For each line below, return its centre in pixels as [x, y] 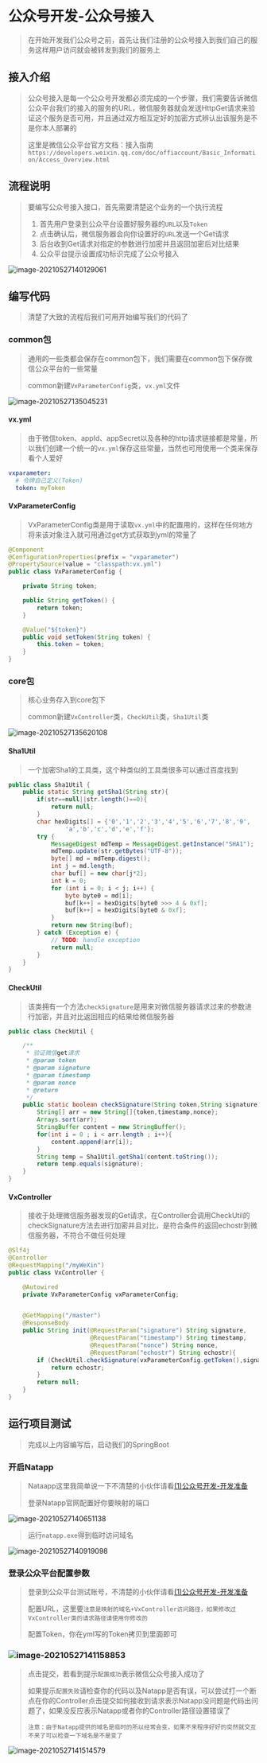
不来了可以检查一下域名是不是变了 [75, 1735]
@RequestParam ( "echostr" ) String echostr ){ [163, 1352]
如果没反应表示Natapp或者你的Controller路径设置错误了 [139, 1710]
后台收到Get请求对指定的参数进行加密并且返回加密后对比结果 [139, 243]
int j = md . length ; [83, 866]
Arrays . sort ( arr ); [67, 1120]
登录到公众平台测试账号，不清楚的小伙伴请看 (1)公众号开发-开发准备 [138, 1592]
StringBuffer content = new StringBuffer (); [112, 1127]
